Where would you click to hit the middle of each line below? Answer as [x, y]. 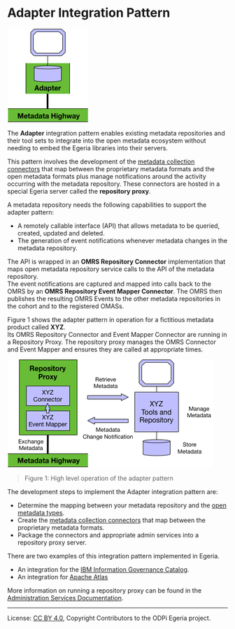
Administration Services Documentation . [65, 598]
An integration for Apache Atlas [63, 577]
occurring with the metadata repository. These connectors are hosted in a [114, 184]
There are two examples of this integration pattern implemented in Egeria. [114, 556]
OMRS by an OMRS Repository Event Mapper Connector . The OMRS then [115, 291]
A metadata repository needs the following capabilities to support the [107, 205]
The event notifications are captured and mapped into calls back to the [109, 284]
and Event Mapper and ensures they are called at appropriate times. [105, 349]
